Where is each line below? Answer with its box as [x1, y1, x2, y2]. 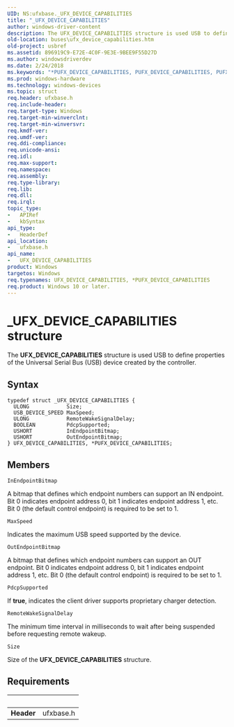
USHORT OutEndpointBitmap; [13, 434, 123, 441]
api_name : [7, 251, 36, 258]
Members [7, 459, 50, 471]
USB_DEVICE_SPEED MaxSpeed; [13, 409, 95, 416]
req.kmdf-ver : [7, 127, 49, 134]
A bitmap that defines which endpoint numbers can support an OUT [7, 556, 202, 564]
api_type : [7, 224, 36, 231]
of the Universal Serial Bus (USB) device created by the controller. [7, 358, 197, 367]
